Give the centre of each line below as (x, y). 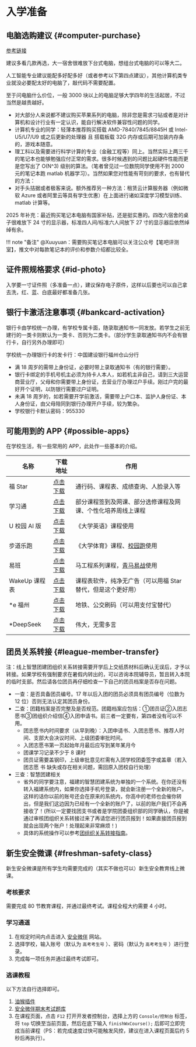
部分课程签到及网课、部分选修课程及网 (128, 502)
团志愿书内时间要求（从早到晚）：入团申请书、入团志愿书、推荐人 (101, 731)
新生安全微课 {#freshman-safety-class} (79, 853)
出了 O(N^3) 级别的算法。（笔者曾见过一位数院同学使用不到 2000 (107, 166)
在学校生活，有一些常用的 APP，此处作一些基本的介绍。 (73, 446)
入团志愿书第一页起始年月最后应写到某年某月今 (79, 745)
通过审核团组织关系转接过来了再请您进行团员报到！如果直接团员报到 (105, 818)
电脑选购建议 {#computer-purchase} (73, 35)
